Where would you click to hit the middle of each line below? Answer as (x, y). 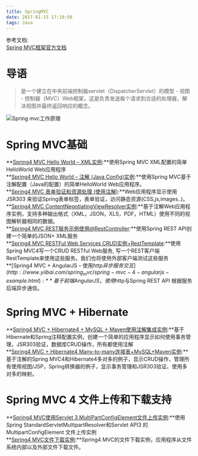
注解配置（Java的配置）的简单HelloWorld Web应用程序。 (76, 185)
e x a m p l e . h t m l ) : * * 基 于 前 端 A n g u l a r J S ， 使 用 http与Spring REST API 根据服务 (99, 281)
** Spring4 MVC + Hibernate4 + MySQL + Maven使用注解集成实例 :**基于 (95, 329)
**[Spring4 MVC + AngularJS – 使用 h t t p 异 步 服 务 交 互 (70, 266)
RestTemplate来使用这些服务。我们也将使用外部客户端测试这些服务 (87, 258)
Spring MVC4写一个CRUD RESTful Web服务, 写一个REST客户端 (83, 251)
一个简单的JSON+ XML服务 (44, 236)
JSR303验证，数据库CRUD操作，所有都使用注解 (75, 344)
